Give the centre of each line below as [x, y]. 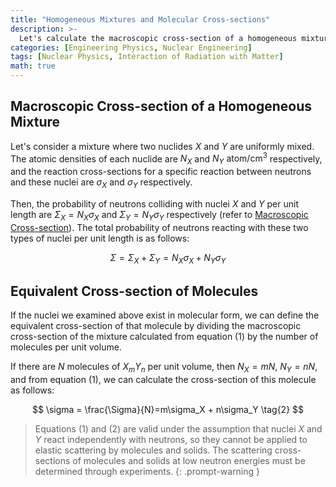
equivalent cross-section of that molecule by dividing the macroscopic [156, 326]
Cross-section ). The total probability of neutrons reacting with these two [159, 227]
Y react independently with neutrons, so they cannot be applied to [171, 440]
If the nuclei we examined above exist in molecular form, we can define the [165, 315]
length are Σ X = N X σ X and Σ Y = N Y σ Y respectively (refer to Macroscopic [159, 216]
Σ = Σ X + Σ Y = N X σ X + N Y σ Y [168, 258]
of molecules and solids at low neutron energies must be [189, 461]
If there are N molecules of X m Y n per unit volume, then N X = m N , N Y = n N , [164, 368]
